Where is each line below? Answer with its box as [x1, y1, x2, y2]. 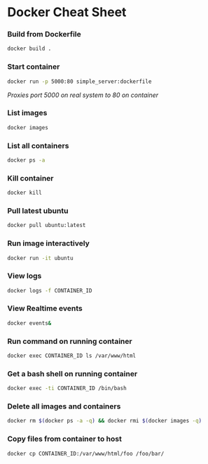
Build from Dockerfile [7, 30, 82, 39]
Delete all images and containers [7, 401, 121, 411]
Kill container [7, 173, 54, 183]
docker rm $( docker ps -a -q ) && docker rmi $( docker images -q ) [7, 418, 202, 425]
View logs [7, 271, 42, 281]
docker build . [7, 45, 52, 53]
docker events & [7, 319, 52, 327]
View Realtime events [7, 304, 83, 314]
